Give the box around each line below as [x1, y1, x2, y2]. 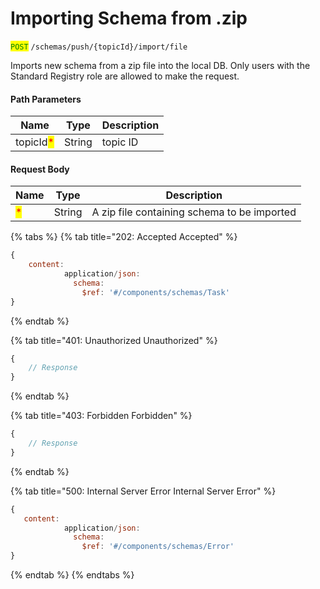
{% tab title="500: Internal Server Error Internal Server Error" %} [10, 485, 277, 497]
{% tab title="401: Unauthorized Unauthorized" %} [10, 334, 218, 346]
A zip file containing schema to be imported [91, 205, 297, 219]
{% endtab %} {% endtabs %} [10, 569, 135, 581]
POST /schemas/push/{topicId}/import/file [10, 42, 188, 52]
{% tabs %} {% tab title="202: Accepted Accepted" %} [10, 231, 238, 243]
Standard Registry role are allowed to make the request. [10, 70, 240, 82]
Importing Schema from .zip [10, 7, 248, 30]
